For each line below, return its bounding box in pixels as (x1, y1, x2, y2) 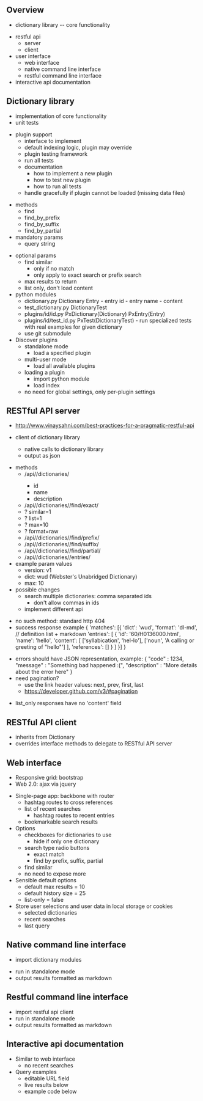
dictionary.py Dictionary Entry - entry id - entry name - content (24, 297, 183, 304)
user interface (15, 52, 51, 60)
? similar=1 (24, 508, 51, 516)
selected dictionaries (24, 909, 78, 916)
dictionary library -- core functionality (15, 21, 111, 28)
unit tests (15, 119, 39, 126)
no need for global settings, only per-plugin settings (24, 388, 155, 395)
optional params (15, 252, 56, 259)
